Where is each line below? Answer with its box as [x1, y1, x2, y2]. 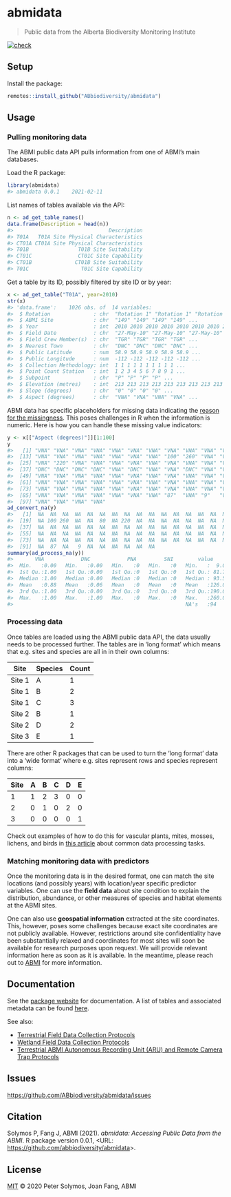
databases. [7, 155, 39, 163]
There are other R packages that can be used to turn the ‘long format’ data [7, 749, 219, 757]
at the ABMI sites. [7, 901, 57, 910]
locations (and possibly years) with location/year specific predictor [7, 879, 197, 888]
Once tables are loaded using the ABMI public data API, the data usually [7, 633, 211, 641]
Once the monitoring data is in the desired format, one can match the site [7, 872, 214, 880]
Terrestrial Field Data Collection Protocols [16, 1030, 135, 1039]
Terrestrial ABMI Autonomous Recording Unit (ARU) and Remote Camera [16, 1045, 223, 1054]
